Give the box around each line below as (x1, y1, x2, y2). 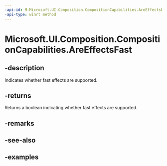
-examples (4, 153, 39, 162)
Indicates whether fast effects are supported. (4, 77, 98, 83)
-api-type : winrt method (4, 12, 56, 17)
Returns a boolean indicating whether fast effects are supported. (4, 105, 138, 111)
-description (4, 64, 44, 72)
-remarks (4, 119, 34, 128)
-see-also (4, 136, 36, 145)
